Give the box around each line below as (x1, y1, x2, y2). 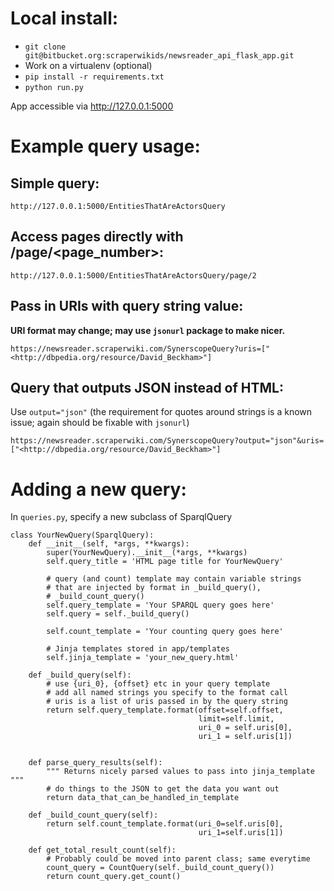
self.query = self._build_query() (46, 609, 190, 619)
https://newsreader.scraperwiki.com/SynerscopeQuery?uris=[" (10, 343, 271, 354)
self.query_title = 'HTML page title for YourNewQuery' (46, 557, 284, 567)
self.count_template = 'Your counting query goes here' (46, 627, 284, 637)
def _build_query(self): (28, 670, 132, 681)
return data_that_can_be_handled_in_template (46, 793, 240, 803)
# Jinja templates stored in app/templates (46, 644, 230, 654)
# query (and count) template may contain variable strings (46, 574, 302, 584)
